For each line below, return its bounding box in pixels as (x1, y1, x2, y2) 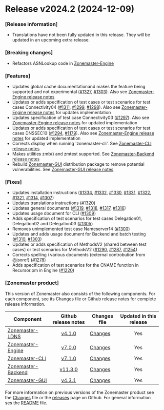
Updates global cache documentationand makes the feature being (12, 84, 145, 90)
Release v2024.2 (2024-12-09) (5, 3, 135, 15)
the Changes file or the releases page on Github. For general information (5, 394, 151, 400)
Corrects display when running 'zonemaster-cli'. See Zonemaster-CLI (12, 140, 152, 147)
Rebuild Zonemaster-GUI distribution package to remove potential (12, 161, 145, 167)
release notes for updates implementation (27, 110, 111, 116)
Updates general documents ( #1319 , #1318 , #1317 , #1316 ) (12, 205, 126, 211)
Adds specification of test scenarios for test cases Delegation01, (12, 215, 143, 221)
